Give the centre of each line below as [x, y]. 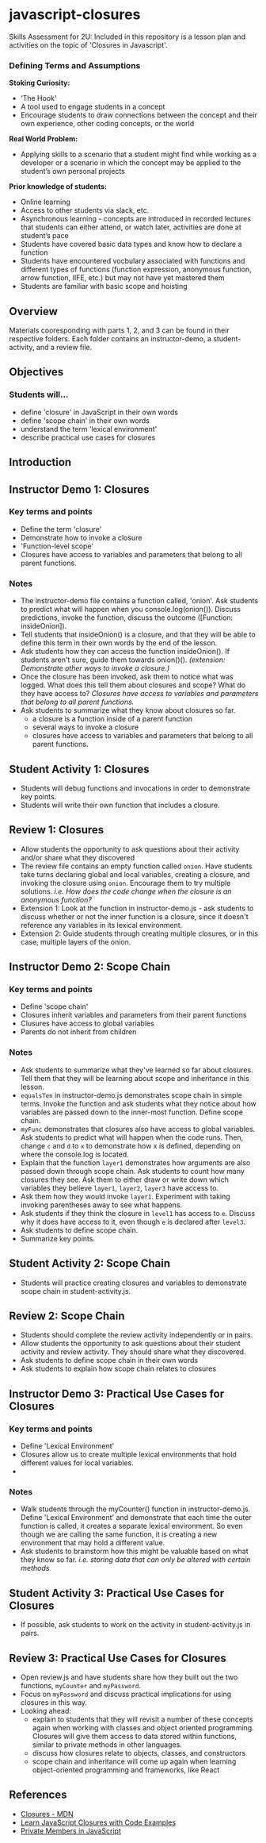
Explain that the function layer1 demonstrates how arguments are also [135, 1162]
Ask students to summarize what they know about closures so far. [128, 710]
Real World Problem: [44, 139]
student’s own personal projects [72, 171]
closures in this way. [54, 1702]
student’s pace [45, 236]
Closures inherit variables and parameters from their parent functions [133, 1015]
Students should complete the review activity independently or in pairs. [137, 1335]
